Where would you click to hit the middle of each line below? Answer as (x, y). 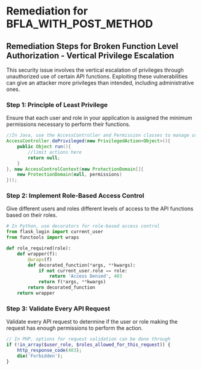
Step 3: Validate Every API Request (58, 309)
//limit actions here (55, 152)
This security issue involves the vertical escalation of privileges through (95, 70)
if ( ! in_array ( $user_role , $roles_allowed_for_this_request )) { (88, 345)
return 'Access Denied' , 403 (85, 276)
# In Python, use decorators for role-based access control (83, 226)
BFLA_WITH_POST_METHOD (80, 24)
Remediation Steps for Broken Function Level (92, 46)
